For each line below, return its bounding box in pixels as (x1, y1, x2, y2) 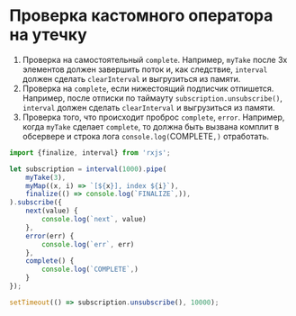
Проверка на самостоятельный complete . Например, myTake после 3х (22, 54, 288, 65)
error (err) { (25, 231, 75, 240)
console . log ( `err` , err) (41, 239, 135, 248)
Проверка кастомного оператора (9, 5, 274, 26)
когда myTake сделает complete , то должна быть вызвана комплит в (22, 121, 280, 131)
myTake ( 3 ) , (25, 173, 67, 182)
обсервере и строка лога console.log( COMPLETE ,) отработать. (22, 131, 270, 141)
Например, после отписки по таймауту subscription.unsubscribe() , (22, 92, 283, 104)
